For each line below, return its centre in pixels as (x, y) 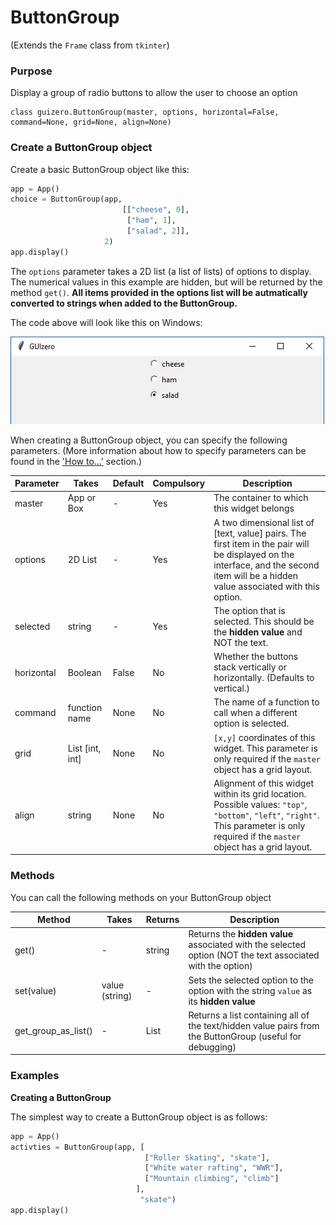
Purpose (31, 71)
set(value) (35, 990)
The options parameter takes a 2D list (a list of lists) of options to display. (161, 271)
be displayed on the (254, 554)
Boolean (84, 672)
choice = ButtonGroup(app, (66, 199)
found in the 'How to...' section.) (76, 461)
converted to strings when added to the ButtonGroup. (124, 303)
